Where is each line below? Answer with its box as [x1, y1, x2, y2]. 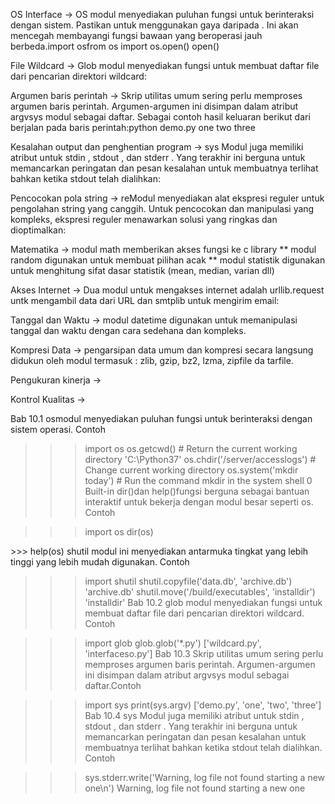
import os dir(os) [84, 526, 154, 538]
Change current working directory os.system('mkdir [84, 464, 299, 476]
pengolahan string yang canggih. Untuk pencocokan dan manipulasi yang [10, 203, 315, 214]
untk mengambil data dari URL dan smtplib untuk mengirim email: [10, 295, 280, 306]
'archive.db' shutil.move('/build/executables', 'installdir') [84, 586, 316, 598]
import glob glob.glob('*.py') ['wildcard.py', [84, 637, 262, 649]
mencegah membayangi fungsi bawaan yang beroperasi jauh [10, 30, 263, 41]
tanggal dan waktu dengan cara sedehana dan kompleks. [10, 325, 247, 336]
